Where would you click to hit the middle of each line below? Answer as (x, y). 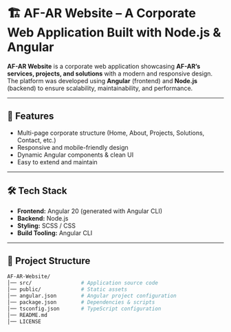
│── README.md (27, 315)
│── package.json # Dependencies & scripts (81, 302)
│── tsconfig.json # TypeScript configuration (84, 309)
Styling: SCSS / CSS (46, 225)
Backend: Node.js (43, 218)
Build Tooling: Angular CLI (55, 233)
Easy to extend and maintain (57, 162)
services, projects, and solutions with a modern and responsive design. (110, 74)
